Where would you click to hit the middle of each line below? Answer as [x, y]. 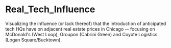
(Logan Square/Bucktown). [34, 40]
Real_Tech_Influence [50, 9]
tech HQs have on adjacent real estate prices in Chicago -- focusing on [80, 29]
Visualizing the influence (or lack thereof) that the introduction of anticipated [86, 23]
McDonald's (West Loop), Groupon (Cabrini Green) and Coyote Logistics [81, 34]
